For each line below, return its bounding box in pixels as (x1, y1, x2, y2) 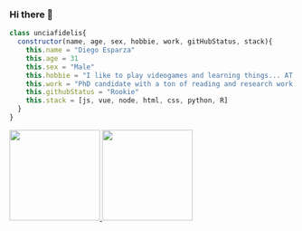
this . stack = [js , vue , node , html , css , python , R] (25, 96, 229, 105)
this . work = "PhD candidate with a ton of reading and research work (25, 79, 294, 89)
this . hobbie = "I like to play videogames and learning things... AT (25, 71, 294, 80)
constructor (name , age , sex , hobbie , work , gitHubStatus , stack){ (17, 37, 273, 46)
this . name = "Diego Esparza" (25, 45, 136, 55)
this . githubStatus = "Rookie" (25, 88, 140, 97)
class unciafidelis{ (9, 29, 88, 38)
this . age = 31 (25, 53, 79, 63)
